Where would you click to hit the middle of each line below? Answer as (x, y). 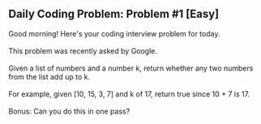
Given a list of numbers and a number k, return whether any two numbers (131, 68)
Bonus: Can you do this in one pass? (69, 111)
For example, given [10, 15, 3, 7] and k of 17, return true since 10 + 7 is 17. (129, 94)
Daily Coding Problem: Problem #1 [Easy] (114, 14)
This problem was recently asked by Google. (83, 51)
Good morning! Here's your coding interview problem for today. (114, 33)
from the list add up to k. (49, 76)
